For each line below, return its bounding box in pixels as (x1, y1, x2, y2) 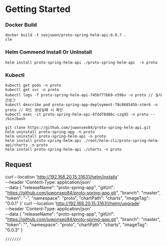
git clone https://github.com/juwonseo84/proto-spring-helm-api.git (5, 125, 151, 130)
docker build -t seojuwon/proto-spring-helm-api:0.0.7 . (5, 32, 126, 38)
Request (5, 160, 32, 169)
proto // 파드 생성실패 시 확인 (5, 107, 63, 113)
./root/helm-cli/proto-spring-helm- (83, 138, 160, 143)
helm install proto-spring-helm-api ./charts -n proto (5, 147, 122, 152)
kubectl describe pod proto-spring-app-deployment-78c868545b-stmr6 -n (5, 102, 157, 107)
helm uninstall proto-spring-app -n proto (5, 129, 95, 134)
